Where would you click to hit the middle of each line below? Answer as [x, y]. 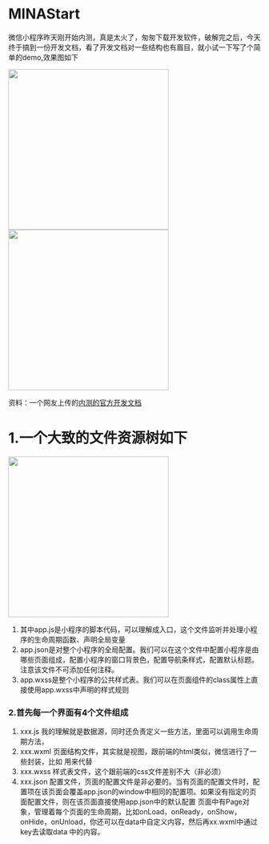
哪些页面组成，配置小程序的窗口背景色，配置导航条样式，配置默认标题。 [139, 659]
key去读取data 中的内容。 [62, 832]
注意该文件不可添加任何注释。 [69, 669]
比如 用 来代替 [70, 762]
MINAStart [44, 14]
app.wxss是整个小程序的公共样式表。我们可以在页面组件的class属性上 [135, 679]
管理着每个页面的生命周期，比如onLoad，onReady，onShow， [138, 812]
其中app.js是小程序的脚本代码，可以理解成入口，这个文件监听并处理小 [135, 629]
